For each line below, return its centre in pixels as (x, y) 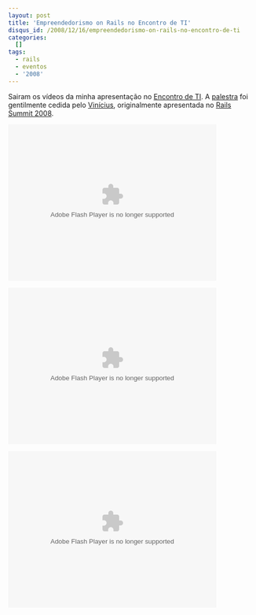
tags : (17, 52)
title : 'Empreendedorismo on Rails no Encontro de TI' (100, 23)
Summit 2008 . (31, 113)
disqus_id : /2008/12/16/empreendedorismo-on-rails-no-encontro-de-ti (124, 30)
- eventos (31, 67)
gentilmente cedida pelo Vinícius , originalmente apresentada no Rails (120, 105)
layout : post (29, 15)
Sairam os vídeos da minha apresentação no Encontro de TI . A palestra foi (128, 96)
